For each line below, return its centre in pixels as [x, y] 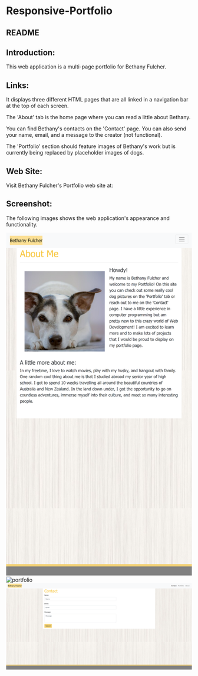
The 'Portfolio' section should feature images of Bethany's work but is [91, 146]
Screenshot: [29, 204]
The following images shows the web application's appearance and [88, 218]
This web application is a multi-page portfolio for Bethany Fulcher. [86, 67]
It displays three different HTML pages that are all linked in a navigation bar [97, 100]
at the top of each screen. [37, 106]
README [23, 33]
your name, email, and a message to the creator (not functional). [84, 135]
